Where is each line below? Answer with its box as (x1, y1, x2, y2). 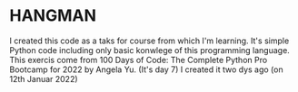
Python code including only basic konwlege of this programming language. (9, 44, 291, 55)
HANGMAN (9, 5, 97, 26)
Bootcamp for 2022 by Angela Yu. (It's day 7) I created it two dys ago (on (9, 64, 283, 75)
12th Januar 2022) (9, 73, 79, 84)
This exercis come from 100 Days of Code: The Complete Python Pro (9, 54, 268, 65)
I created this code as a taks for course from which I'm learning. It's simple (9, 35, 290, 46)
